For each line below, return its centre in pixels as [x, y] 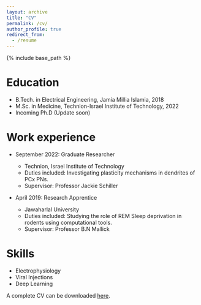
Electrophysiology [38, 271]
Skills [21, 254]
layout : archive [27, 12]
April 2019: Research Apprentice [56, 197]
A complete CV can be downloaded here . [58, 295]
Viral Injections [34, 277]
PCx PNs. [36, 179]
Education [33, 83]
